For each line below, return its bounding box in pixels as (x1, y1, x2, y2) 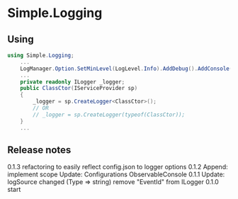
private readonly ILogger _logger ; (20, 78, 125, 86)
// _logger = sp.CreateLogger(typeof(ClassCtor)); (33, 111, 186, 118)
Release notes (7, 144, 72, 156)
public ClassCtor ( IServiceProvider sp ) (20, 85, 138, 92)
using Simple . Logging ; (7, 52, 74, 59)
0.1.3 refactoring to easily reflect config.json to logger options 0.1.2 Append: (7, 163, 228, 171)
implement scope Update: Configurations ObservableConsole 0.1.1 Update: (7, 170, 225, 178)
